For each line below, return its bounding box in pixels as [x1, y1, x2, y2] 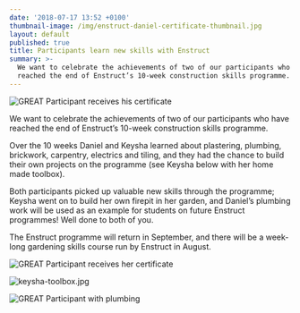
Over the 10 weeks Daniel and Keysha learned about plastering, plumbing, [9, 140, 282, 150]
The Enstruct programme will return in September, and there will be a [9, 232, 264, 242]
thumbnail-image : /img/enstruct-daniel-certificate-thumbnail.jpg [9, 21, 262, 30]
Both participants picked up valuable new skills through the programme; [9, 185, 275, 197]
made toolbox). [9, 168, 65, 179]
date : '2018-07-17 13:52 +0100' [9, 13, 130, 22]
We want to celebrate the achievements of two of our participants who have [9, 113, 289, 123]
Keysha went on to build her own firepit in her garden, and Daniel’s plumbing [9, 195, 291, 206]
